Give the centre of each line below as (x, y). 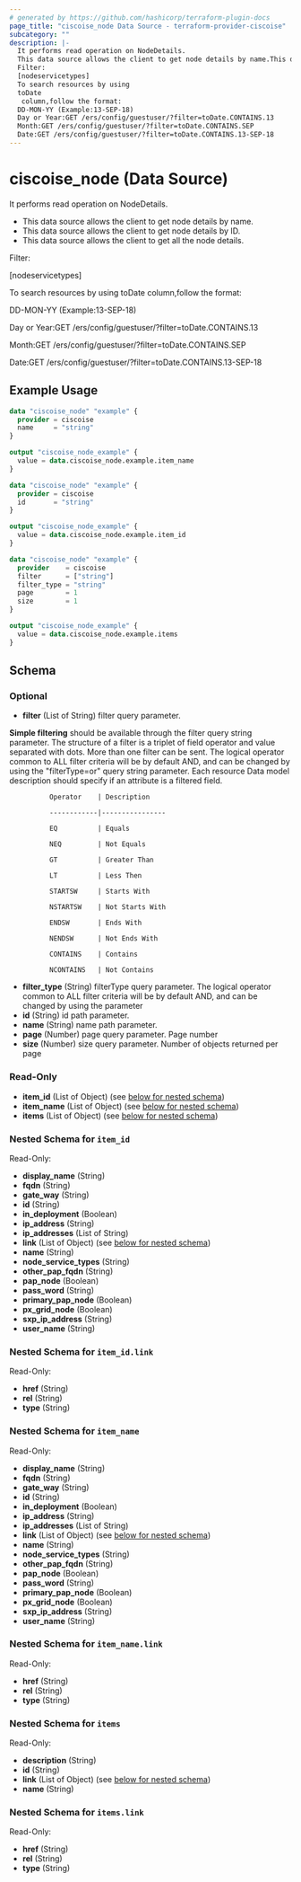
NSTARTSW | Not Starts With (107, 907)
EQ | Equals (89, 829)
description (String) (59, 1761)
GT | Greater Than (101, 860)
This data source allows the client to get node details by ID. (131, 231)
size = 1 (47, 601)
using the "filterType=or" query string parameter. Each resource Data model (149, 771)
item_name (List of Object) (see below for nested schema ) (130, 1106)
